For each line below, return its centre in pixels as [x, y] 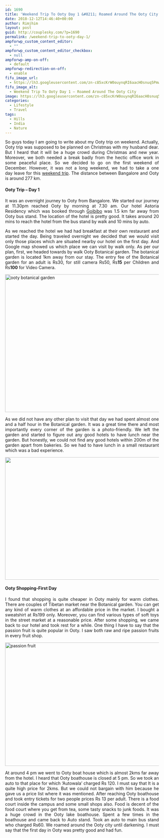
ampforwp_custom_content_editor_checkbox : [49, 50]
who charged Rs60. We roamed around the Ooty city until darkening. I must [82, 825]
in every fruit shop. [24, 636]
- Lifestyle [22, 105]
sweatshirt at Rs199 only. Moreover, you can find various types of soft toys [82, 615]
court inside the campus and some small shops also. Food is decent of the [82, 804]
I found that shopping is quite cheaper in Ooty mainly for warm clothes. [82, 599]
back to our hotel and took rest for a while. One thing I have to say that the [82, 625]
